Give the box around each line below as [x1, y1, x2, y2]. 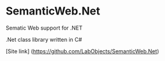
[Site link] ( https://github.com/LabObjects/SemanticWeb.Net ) [5, 47, 159, 55]
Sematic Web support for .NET [5, 24, 83, 31]
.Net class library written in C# [5, 36, 82, 43]
